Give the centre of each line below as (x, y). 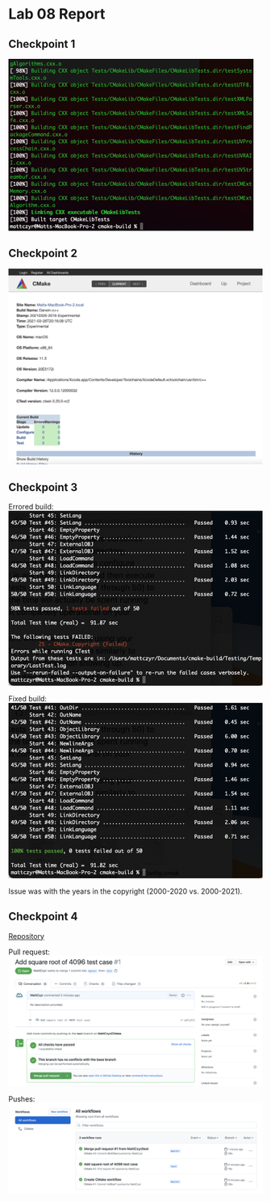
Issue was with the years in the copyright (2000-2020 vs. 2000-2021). (125, 891)
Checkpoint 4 (43, 917)
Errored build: (31, 506)
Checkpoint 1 (42, 44)
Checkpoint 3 (43, 487)
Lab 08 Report (57, 14)
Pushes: (22, 1099)
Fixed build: (27, 699)
